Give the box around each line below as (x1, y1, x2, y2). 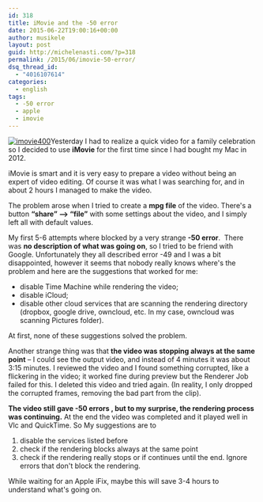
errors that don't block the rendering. (19, 461, 141, 470)
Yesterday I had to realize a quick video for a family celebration (50, 136, 256, 146)
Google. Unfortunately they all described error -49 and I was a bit (8, 249, 221, 259)
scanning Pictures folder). (19, 315, 104, 325)
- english (15, 85, 47, 93)
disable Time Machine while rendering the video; (19, 282, 179, 291)
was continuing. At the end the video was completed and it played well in (8, 412, 248, 421)
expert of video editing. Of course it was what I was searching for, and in (8, 177, 245, 186)
